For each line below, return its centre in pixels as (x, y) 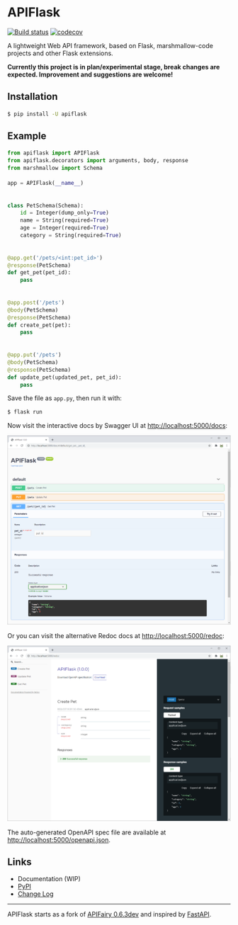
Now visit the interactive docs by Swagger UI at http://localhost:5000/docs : (118, 426)
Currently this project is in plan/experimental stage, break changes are (114, 67)
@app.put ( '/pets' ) (34, 355)
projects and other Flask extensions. (60, 53)
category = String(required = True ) (71, 235)
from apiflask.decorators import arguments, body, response (98, 161)
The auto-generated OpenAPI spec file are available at (87, 832)
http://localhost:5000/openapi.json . (59, 839)
